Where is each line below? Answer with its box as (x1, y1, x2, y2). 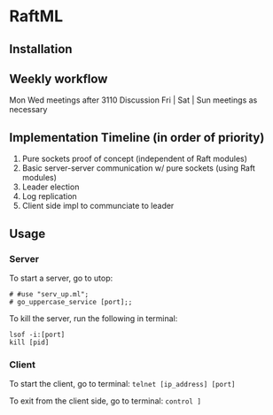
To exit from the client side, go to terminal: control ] (9, 396, 202, 406)
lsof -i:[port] (9, 330, 66, 339)
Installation (9, 42, 73, 57)
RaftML (9, 6, 64, 27)
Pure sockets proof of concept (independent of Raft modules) (21, 153, 248, 165)
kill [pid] (9, 338, 50, 347)
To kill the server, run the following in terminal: (9, 312, 178, 324)
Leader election (21, 181, 80, 192)
